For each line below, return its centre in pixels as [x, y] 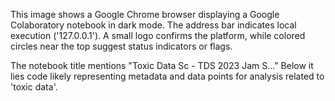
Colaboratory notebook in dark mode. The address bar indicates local [153, 25]
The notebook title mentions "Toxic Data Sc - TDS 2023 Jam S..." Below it [162, 65]
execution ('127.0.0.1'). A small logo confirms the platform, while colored [158, 35]
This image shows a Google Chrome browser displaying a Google [145, 14]
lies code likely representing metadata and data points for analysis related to [167, 76]
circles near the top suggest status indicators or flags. [121, 46]
